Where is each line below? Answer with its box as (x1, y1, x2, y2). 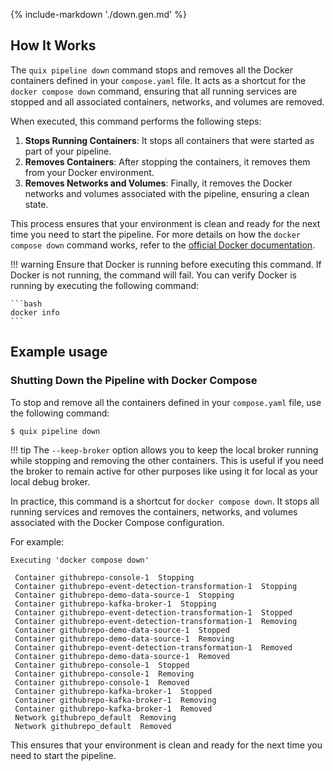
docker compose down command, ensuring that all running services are (10, 85, 298, 97)
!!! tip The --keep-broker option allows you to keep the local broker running (10, 444, 319, 456)
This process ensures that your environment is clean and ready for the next (10, 217, 321, 229)
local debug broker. (10, 476, 91, 488)
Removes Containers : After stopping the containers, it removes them (24, 155, 311, 168)
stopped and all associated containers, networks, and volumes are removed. (10, 95, 325, 108)
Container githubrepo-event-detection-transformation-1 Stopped (14, 608, 293, 618)
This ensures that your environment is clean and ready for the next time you (10, 739, 323, 751)
